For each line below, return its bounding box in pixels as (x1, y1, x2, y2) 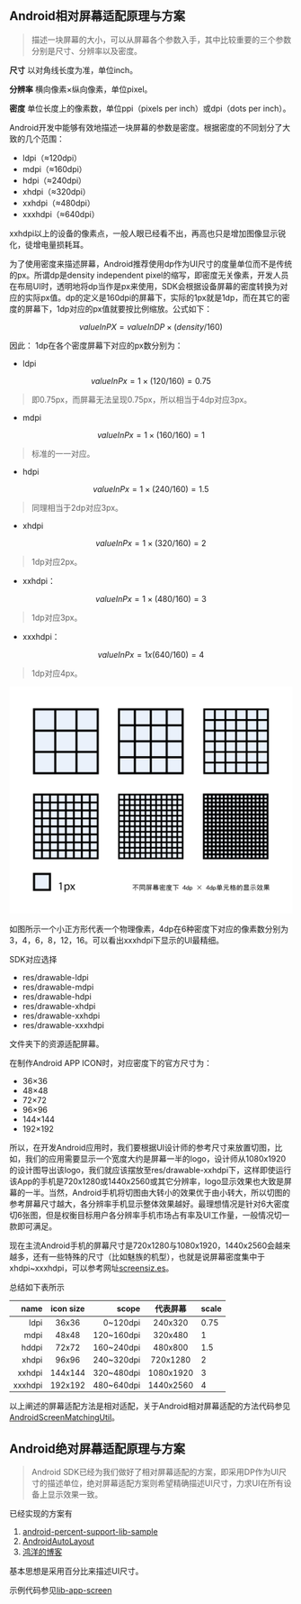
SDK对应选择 (9, 953, 58, 964)
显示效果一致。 (47, 1490, 103, 1500)
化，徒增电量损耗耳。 (9, 239, 88, 250)
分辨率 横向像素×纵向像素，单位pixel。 (9, 84, 153, 95)
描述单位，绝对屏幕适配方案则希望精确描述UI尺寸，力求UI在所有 (47, 1478, 285, 1489)
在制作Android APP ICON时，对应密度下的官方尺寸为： (9, 1057, 213, 1068)
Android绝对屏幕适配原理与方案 (9, 1441, 186, 1456)
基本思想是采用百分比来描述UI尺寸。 (9, 1566, 144, 1577)
